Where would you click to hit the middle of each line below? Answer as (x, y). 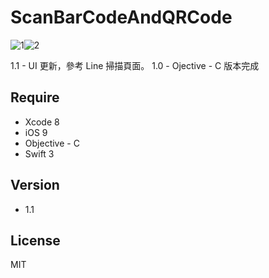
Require (35, 97)
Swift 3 (39, 153)
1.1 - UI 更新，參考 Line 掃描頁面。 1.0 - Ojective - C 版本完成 (135, 65)
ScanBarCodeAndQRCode (121, 17)
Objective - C (52, 143)
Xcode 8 (42, 122)
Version (35, 185)
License (35, 240)
